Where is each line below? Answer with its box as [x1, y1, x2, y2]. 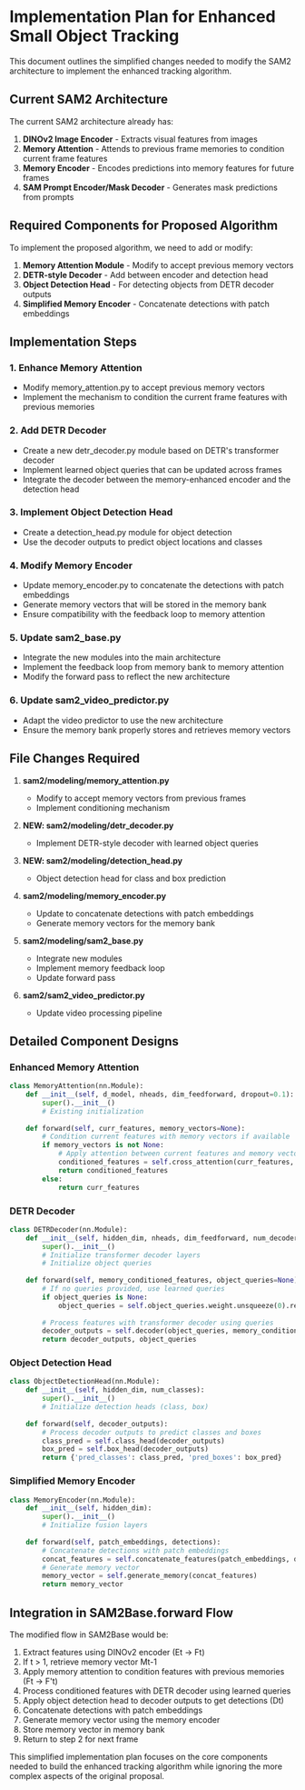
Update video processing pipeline [35, 1007, 162, 1018]
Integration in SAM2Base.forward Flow [9, 1605, 234, 1620]
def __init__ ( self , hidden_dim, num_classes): [25, 1385, 205, 1395]
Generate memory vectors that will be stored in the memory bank [22, 599, 267, 610]
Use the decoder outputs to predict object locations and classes [22, 536, 263, 547]
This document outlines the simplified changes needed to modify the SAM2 [9, 55, 292, 66]
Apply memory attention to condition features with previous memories [22, 1665, 285, 1676]
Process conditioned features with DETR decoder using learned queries [22, 1685, 291, 1696]
